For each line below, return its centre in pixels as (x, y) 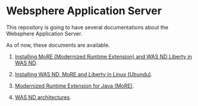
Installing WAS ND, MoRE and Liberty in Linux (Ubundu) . (84, 74)
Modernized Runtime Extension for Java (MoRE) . (74, 86)
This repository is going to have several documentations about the (87, 27)
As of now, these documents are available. (58, 45)
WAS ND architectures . (43, 97)
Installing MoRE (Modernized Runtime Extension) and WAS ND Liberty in (103, 56)
